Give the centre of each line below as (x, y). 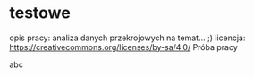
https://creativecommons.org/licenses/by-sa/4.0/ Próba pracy (124, 47)
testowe (40, 13)
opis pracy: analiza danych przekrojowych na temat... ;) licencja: (127, 38)
